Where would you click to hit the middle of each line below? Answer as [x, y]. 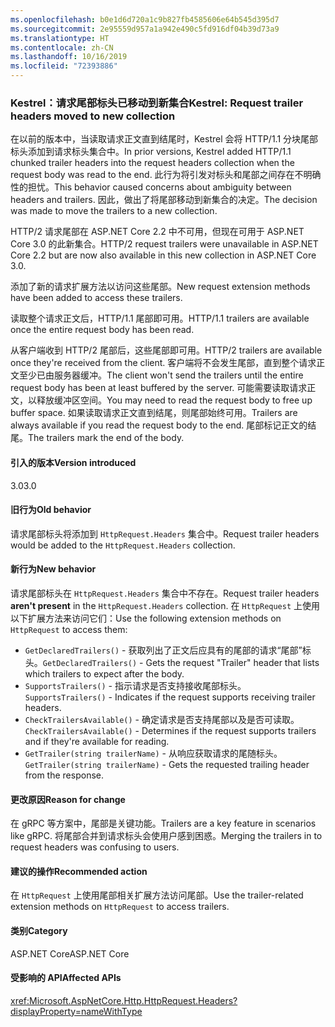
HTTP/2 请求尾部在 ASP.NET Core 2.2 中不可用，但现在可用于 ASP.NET [157, 232]
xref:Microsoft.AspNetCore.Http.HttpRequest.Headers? [124, 1000]
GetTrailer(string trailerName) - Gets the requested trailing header [167, 764]
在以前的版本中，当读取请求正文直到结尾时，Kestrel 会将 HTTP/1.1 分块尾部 [164, 139]
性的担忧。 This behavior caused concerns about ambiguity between [151, 187]
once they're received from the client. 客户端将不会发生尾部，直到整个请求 [163, 363]
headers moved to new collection [93, 116]
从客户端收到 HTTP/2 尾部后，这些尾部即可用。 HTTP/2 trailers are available [166, 350]
